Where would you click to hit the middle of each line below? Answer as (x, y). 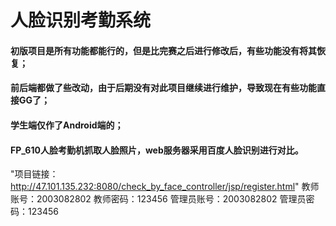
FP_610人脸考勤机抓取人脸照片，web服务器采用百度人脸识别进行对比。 (157, 150)
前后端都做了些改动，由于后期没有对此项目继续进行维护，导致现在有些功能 (163, 88)
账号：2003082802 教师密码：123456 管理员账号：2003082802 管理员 (158, 199)
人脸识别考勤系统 (81, 20)
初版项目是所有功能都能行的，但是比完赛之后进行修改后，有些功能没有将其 (163, 50)
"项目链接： (34, 174)
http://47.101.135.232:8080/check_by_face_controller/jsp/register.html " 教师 (165, 187)
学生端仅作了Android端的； (67, 125)
